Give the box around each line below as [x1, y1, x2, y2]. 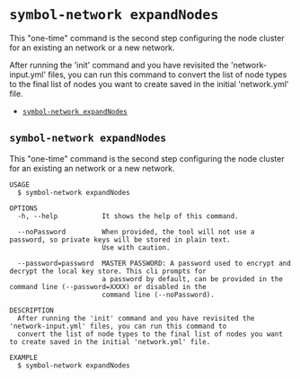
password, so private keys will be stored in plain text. [9, 235, 231, 244]
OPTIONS [9, 204, 39, 213]
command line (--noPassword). [101, 290, 216, 299]
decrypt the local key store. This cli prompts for [9, 267, 207, 276]
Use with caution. [101, 242, 171, 252]
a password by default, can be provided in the [101, 274, 283, 284]
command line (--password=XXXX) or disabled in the [9, 282, 207, 291]
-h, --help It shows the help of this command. [17, 211, 240, 221]
